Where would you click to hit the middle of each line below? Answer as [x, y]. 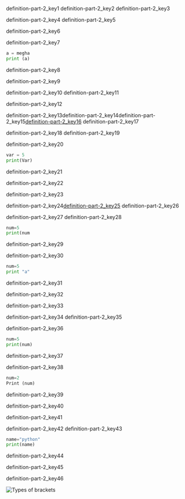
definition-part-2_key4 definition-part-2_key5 [61, 20]
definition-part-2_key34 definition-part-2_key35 [64, 317]
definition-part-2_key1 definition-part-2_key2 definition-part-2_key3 [88, 8]
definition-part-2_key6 [33, 31]
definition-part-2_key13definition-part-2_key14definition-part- [81, 115]
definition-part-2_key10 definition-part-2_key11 [62, 93]
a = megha [18, 53]
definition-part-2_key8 [33, 70]
